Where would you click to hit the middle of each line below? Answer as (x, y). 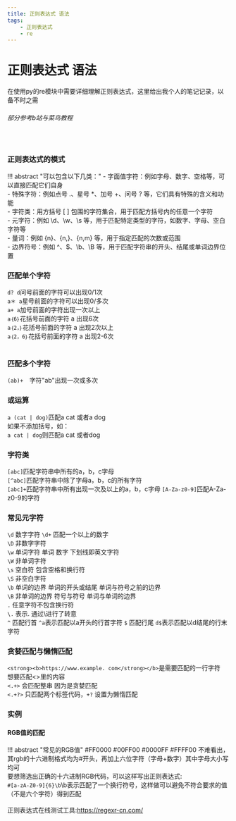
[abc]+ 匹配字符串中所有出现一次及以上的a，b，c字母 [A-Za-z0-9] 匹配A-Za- (117, 489)
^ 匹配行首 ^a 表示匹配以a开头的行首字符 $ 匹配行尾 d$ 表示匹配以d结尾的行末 (117, 623)
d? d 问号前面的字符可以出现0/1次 (55, 292)
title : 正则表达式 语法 (38, 14)
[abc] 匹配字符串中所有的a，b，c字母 (61, 471)
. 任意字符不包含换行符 (41, 605)
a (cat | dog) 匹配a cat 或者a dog (56, 417)
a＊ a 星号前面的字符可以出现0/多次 (58, 301)
